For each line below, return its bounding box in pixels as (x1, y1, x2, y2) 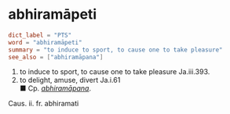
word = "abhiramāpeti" (8, 38, 82, 46)
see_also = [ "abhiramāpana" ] (8, 53, 104, 61)
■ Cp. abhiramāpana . (19, 84, 92, 93)
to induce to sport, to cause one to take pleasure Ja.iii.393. (19, 67, 210, 77)
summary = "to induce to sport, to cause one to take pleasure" (8, 45, 223, 54)
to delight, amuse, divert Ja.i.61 (19, 76, 121, 85)
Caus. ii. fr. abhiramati (8, 99, 79, 109)
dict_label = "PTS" (8, 31, 72, 39)
